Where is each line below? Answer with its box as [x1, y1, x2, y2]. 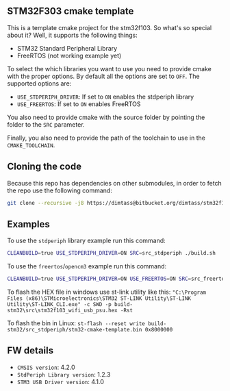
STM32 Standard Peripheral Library [16, 44, 118, 52]
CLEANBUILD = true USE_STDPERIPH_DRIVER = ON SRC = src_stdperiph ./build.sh [7, 250, 216, 257]
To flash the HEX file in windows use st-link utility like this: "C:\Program [7, 288, 207, 297]
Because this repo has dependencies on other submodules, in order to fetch [7, 179, 222, 187]
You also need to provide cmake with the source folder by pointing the [7, 113, 205, 121]
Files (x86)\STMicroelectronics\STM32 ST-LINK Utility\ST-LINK [7, 295, 192, 302]
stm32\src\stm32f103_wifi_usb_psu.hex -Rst [7, 307, 133, 314]
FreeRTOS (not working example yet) [16, 51, 122, 60]
